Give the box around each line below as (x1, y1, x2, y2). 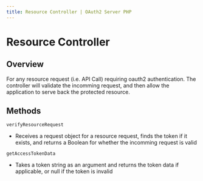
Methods (6, 106, 41, 116)
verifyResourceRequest (6, 122, 64, 128)
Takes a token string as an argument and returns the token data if (15, 162, 179, 169)
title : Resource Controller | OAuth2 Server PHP (6, 9, 132, 15)
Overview (6, 59, 44, 70)
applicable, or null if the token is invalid (15, 168, 113, 175)
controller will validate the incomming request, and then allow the (6, 81, 170, 89)
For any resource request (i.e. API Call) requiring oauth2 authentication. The (6, 75, 196, 83)
